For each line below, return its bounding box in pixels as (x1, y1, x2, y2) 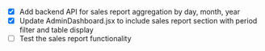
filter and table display (19, 25, 94, 35)
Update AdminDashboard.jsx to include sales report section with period (19, 16, 258, 26)
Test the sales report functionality (19, 34, 132, 44)
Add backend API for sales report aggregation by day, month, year (19, 7, 240, 16)
